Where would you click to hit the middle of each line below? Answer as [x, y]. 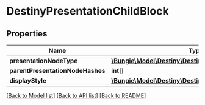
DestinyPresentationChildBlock [88, 11]
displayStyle [28, 80]
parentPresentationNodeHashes [57, 71]
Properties [27, 34]
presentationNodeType [44, 61]
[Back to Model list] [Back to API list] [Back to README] [76, 96]
